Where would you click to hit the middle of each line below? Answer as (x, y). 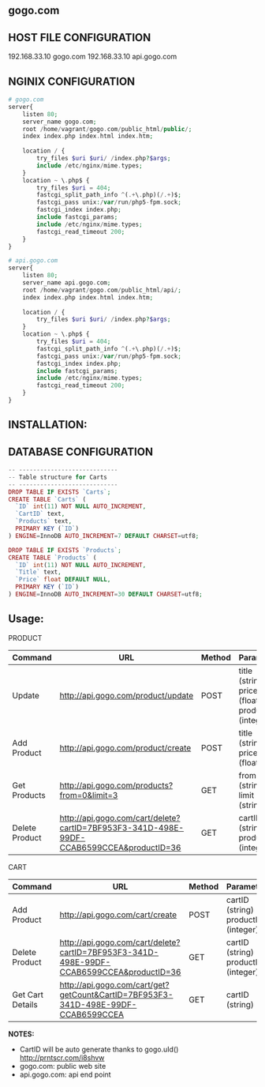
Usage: (26, 619)
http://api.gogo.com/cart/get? (114, 984)
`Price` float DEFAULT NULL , (63, 580)
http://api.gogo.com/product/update (127, 695)
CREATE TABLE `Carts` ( (47, 499)
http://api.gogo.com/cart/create (118, 915)
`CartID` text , (40, 514)
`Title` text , (38, 572)
